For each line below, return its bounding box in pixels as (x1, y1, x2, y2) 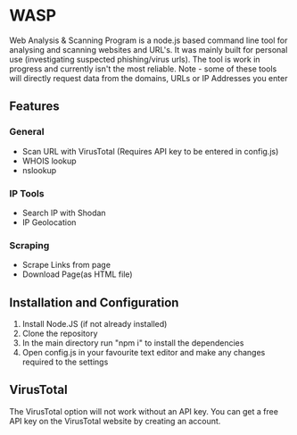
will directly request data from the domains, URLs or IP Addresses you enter (9, 72, 288, 83)
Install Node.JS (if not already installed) (21, 319, 168, 330)
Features (9, 99, 60, 114)
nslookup (21, 164, 57, 175)
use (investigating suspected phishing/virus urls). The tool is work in (9, 54, 260, 64)
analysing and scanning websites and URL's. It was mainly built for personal (9, 44, 288, 54)
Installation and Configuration (9, 295, 179, 310)
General (9, 126, 45, 138)
